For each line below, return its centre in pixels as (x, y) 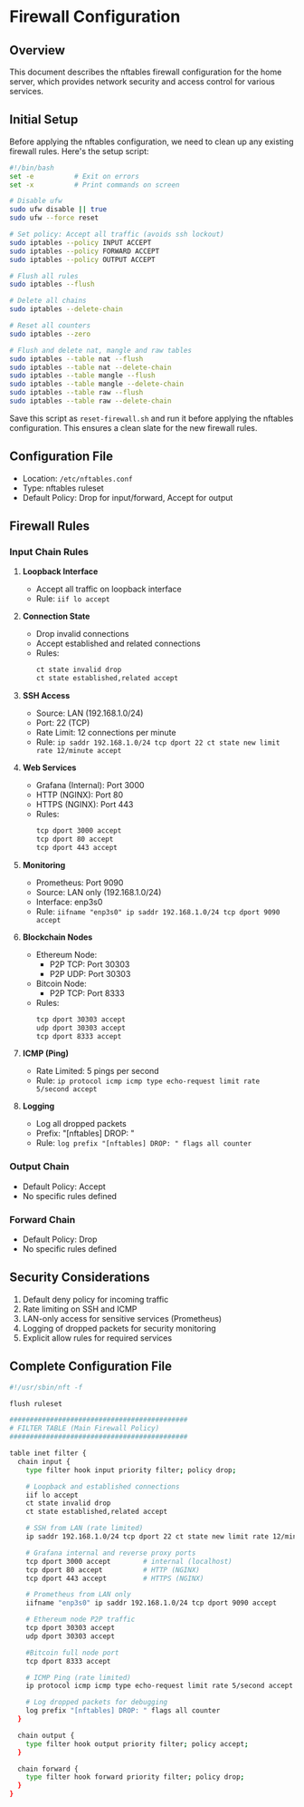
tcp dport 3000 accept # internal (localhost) (129, 1561)
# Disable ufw (36, 201)
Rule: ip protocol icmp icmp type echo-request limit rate (148, 1080)
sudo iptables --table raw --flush (76, 393)
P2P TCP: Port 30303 (90, 964)
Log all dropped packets (81, 1124)
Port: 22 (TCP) (63, 723)
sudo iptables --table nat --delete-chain (90, 367)
